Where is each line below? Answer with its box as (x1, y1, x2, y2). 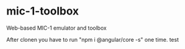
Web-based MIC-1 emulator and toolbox (6, 24, 107, 31)
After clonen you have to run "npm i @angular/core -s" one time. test (6, 36, 180, 43)
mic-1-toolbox (6, 4, 79, 18)
